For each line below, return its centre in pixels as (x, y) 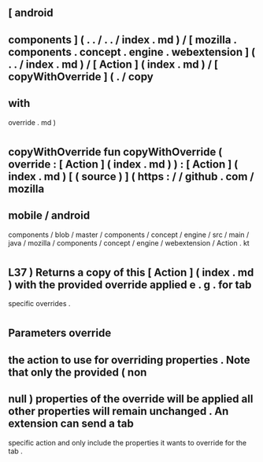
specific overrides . (39, 304)
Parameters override (60, 333)
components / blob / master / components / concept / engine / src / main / (129, 235)
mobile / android (49, 216)
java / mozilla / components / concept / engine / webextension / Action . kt (129, 242)
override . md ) (32, 122)
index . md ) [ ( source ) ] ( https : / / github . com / (131, 176)
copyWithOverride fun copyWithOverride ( (115, 152)
